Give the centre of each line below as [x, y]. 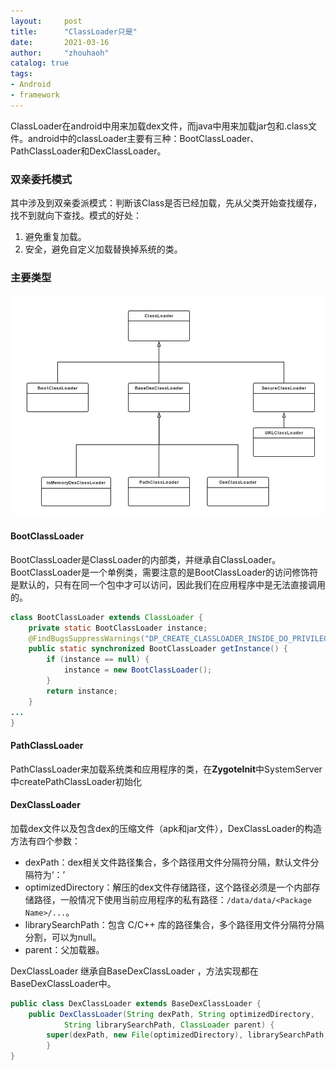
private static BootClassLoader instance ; [118, 628]
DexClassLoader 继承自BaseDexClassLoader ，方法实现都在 [134, 971]
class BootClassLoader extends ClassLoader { [106, 617]
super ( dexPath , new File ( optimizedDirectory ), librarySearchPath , [187, 1035]
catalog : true [40, 63]
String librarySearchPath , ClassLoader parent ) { [169, 1025]
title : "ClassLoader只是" [74, 31]
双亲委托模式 [41, 179]
